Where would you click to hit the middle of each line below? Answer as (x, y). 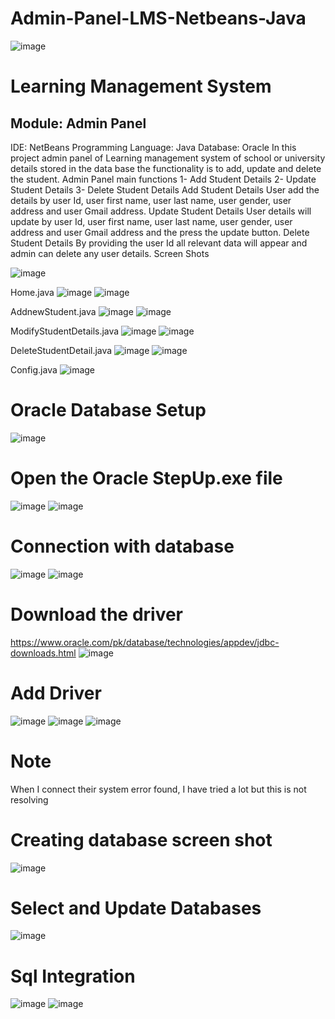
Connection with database (122, 546)
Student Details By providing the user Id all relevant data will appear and (159, 243)
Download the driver (97, 614)
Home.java (32, 292)
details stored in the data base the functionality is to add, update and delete (166, 168)
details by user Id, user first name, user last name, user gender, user (151, 200)
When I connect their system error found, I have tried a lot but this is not (158, 789)
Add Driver (56, 693)
